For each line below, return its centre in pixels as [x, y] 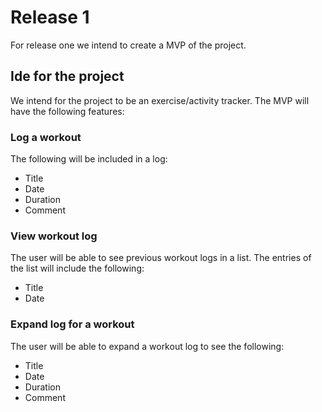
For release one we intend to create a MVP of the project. [128, 45]
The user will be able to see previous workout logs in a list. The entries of [161, 258]
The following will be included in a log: [89, 159]
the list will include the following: [77, 268]
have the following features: [67, 111]
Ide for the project [67, 76]
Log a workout [46, 137]
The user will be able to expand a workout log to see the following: [147, 346]
